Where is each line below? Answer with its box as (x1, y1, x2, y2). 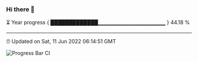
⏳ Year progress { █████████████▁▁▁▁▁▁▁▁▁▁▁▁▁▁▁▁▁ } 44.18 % (6, 19, 190, 26)
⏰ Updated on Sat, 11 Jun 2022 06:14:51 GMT (6, 38, 116, 45)
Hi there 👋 (6, 5, 35, 13)
